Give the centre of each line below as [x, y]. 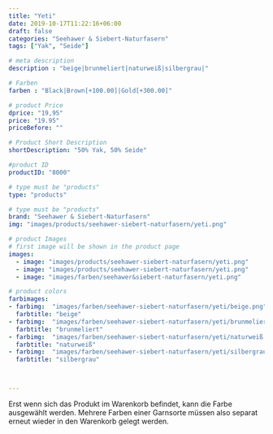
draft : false [30, 31]
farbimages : [28, 299]
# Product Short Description [58, 143]
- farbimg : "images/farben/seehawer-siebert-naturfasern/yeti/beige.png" [138, 307]
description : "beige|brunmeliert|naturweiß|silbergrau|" [108, 69]
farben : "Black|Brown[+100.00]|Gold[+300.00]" [91, 90]
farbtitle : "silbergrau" [58, 360]
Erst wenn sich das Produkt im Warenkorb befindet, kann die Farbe [121, 404]
